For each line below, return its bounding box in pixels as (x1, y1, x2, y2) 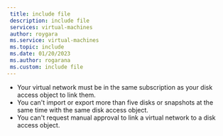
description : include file (9, 17, 90, 24)
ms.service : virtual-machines (9, 37, 99, 44)
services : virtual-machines (9, 23, 93, 31)
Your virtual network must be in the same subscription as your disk (16, 83, 213, 91)
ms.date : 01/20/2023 (9, 51, 71, 58)
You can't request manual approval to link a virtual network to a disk (16, 113, 216, 122)
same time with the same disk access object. (16, 105, 148, 114)
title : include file (9, 10, 71, 18)
